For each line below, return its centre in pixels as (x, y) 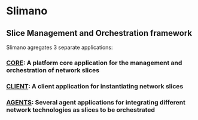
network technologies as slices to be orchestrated (81, 110)
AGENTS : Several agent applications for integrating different (96, 102)
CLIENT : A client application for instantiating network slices (95, 86)
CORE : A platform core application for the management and (94, 63)
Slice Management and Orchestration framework (99, 33)
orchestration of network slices (53, 70)
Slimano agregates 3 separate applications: (60, 47)
